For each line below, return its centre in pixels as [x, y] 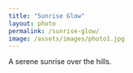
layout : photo [32, 24]
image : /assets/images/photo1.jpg [67, 39]
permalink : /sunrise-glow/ [54, 31]
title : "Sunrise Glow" [47, 16]
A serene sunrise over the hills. [60, 62]
